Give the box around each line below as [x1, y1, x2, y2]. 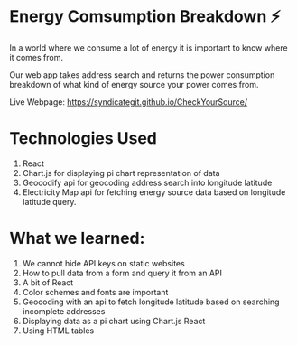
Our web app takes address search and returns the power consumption [9, 69, 275, 80]
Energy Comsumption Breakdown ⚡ [9, 6, 282, 27]
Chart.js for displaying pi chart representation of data [22, 167, 220, 178]
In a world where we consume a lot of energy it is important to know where [9, 42, 288, 53]
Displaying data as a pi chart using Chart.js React [22, 315, 206, 326]
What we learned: [9, 228, 145, 248]
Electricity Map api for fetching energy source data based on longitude [22, 186, 286, 198]
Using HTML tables [22, 325, 95, 336]
